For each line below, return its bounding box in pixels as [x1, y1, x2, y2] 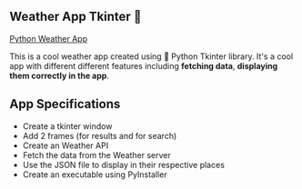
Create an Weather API [22, 140, 109, 151]
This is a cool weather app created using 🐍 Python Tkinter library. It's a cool [9, 51, 294, 62]
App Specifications [9, 96, 121, 112]
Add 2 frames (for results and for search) [22, 130, 177, 141]
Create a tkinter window [22, 120, 113, 132]
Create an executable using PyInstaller [22, 169, 167, 180]
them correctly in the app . [9, 70, 109, 81]
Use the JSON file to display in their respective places [22, 159, 226, 170]
